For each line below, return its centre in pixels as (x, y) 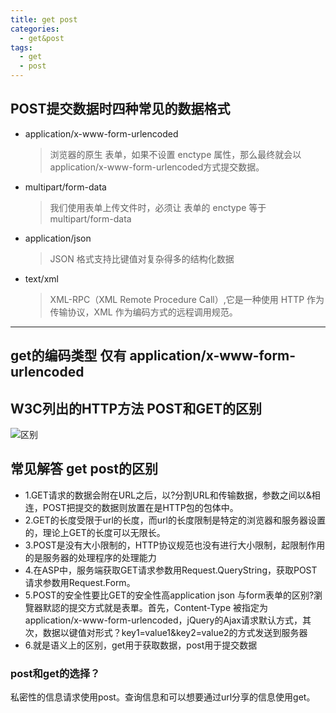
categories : (35, 29)
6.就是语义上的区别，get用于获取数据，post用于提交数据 (141, 645)
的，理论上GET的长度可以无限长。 (95, 532)
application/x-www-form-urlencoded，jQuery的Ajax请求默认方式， (163, 620)
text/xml (41, 278)
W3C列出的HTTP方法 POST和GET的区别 (136, 408)
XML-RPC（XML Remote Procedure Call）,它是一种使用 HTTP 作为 (187, 299)
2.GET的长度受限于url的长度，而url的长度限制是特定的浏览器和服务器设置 (175, 520)
